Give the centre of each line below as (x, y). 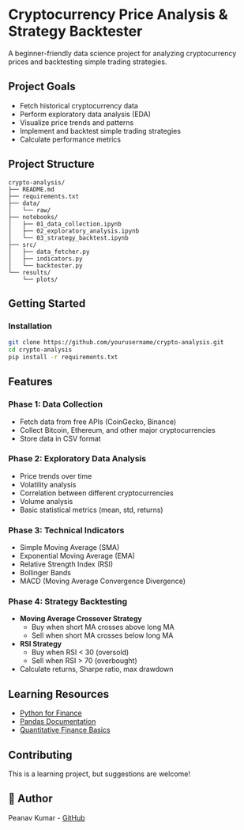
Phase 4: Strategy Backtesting (68, 601)
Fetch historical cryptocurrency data (79, 105)
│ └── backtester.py (45, 265)
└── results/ (30, 272)
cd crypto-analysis (40, 350)
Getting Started (47, 303)
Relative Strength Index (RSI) (66, 564)
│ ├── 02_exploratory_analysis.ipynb (74, 231)
